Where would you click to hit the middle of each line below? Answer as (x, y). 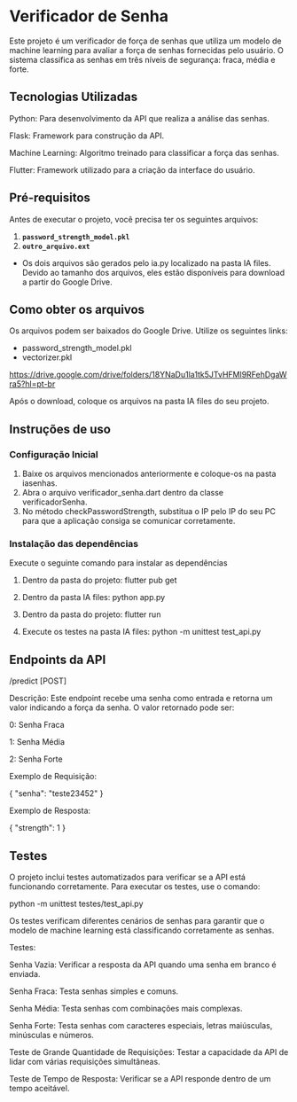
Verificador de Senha (89, 16)
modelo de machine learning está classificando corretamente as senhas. (142, 930)
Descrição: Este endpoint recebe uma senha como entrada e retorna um (141, 699)
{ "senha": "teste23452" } (56, 793)
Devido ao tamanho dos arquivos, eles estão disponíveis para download (153, 272)
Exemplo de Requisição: (53, 777)
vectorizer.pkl (47, 357)
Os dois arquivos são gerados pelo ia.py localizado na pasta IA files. (147, 262)
